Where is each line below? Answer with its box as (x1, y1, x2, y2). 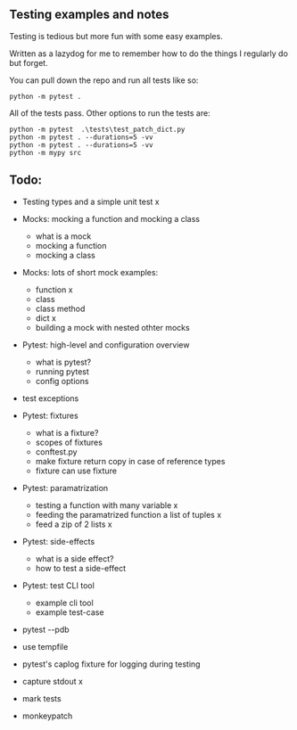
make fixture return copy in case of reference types (35, 455, 226, 466)
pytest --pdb (21, 624, 70, 635)
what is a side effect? (35, 553, 114, 564)
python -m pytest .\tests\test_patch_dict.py (9, 125, 186, 134)
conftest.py (35, 446, 78, 457)
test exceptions (21, 392, 79, 404)
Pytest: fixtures (21, 410, 78, 421)
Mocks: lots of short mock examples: (21, 267, 159, 277)
